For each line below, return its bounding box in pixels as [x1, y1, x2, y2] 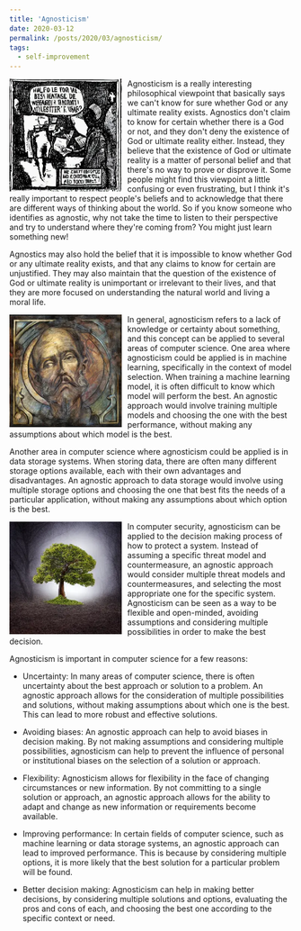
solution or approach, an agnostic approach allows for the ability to [22, 792, 271, 803]
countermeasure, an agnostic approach [127, 559, 274, 571]
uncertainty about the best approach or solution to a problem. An [22, 681, 263, 691]
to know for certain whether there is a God [127, 117, 285, 128]
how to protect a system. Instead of [127, 540, 259, 551]
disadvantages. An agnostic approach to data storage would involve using [9, 475, 284, 486]
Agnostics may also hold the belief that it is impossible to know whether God [9, 249, 293, 260]
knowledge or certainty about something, [127, 324, 280, 335]
